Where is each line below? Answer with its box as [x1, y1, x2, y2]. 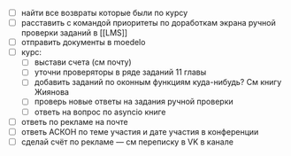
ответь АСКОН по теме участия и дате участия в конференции [20, 126, 259, 136]
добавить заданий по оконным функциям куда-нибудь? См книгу [34, 77, 282, 88]
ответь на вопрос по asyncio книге [34, 106, 166, 117]
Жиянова [34, 87, 70, 97]
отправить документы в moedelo [20, 37, 146, 48]
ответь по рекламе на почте [20, 116, 129, 127]
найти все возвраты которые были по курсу [20, 8, 188, 18]
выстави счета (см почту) [34, 57, 132, 67]
